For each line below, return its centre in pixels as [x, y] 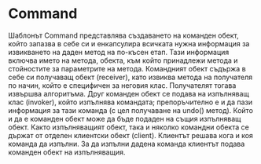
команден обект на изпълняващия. [67, 152]
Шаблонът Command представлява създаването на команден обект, [124, 35]
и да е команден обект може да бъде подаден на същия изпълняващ [125, 118]
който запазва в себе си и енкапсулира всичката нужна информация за [129, 43]
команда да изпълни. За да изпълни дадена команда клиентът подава [127, 144]
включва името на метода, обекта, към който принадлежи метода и [123, 60]
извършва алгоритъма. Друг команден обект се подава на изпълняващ [129, 93]
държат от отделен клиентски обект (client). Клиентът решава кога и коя [131, 135]
